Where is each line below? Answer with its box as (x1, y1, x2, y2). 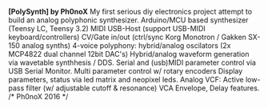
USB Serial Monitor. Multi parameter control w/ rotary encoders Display (8, 66, 243, 75)
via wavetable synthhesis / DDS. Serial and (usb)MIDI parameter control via (8, 58, 256, 67)
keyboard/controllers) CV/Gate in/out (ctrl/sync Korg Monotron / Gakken (8, 32, 246, 42)
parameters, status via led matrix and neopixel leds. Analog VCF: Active (8, 75, 244, 84)
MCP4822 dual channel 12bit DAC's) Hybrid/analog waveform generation (8, 50, 250, 58)
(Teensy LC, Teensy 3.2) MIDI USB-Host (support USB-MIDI (8, 24, 206, 33)
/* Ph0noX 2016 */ (8, 92, 69, 101)
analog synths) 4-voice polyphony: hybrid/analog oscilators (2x (21, 41, 231, 50)
